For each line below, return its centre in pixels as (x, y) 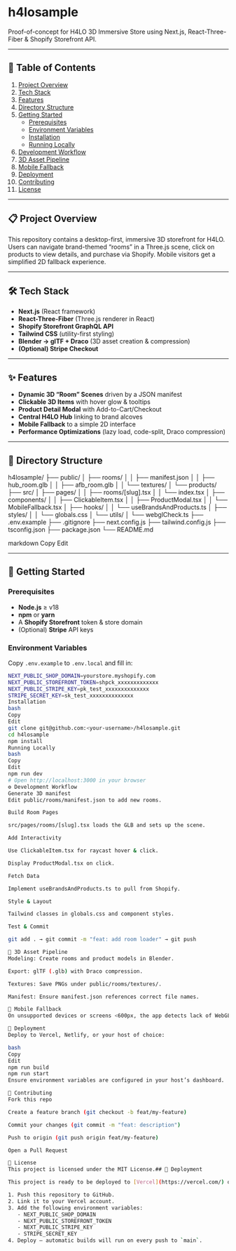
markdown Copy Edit (38, 543)
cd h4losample (29, 735)
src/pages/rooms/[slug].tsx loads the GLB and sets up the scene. (107, 825)
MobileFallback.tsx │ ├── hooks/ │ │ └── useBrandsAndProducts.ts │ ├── (117, 507)
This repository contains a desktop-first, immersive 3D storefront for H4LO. (117, 239)
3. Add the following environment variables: (75, 1208)
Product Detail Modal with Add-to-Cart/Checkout (90, 410)
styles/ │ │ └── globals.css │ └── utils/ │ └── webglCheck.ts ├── (106, 515)
